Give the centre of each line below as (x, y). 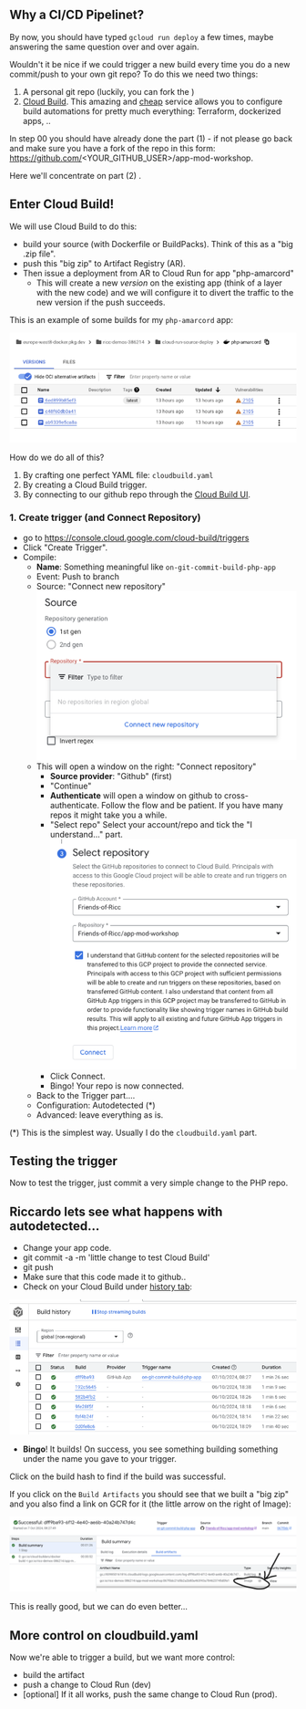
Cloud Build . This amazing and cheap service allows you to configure (153, 101)
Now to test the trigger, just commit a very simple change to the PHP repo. (149, 1183)
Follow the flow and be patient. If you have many (193, 805)
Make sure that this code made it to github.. (104, 1277)
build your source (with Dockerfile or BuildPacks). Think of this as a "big (158, 244)
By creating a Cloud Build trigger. (85, 485)
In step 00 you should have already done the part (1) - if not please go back (151, 138)
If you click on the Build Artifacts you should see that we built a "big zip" (149, 1494)
